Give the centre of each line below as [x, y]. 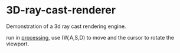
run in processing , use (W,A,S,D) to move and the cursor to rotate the [90, 37]
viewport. [18, 44]
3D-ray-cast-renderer [61, 10]
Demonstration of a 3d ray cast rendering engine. [66, 26]
